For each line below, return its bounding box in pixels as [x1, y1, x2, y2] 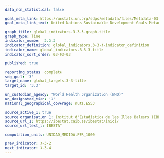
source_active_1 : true [5, 110, 51, 115]
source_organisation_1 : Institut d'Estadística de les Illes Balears [5, 114, 150, 119]
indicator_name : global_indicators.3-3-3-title [5, 47, 104, 52]
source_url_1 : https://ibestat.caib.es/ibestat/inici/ [5, 119, 119, 124]
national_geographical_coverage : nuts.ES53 [5, 101, 95, 106]
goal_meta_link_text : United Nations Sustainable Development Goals [5, 20, 147, 25]
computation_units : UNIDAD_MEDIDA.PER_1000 [5, 132, 95, 137]
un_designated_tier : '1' [5, 97, 56, 101]
